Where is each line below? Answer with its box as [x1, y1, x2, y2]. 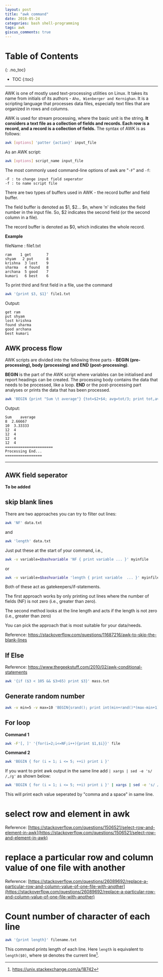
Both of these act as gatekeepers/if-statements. [5, 584, 101, 590]
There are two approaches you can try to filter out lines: [5, 511, 117, 517]
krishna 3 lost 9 [5, 261, 49, 265]
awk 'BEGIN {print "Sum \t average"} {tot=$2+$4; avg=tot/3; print [5, 396, 145, 402]
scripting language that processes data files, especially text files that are [5, 100, 150, 106]
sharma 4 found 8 [5, 265, 49, 270]
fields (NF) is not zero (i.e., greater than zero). [5, 599, 97, 604]
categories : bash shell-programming [5, 20, 79, 26]
